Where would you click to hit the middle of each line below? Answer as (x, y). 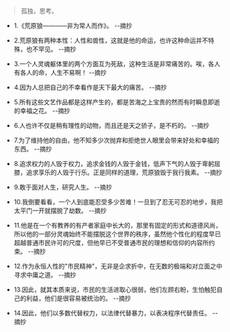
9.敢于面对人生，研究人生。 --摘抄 (63, 187)
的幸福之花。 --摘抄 (42, 111)
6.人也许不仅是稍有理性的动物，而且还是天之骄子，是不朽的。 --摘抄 (112, 125)
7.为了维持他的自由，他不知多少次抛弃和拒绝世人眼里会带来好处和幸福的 (117, 140)
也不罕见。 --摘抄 (51, 49)
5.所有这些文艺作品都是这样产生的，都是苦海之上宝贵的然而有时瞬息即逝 (117, 102)
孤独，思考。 (39, 11)
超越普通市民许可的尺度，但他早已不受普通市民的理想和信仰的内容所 (111, 243)
